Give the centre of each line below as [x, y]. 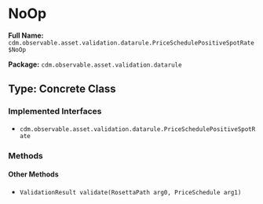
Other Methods [33, 174]
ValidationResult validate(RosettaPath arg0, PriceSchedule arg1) [130, 192]
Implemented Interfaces [55, 111]
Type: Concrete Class [62, 89]
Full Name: [26, 35]
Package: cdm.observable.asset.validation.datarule [95, 64]
